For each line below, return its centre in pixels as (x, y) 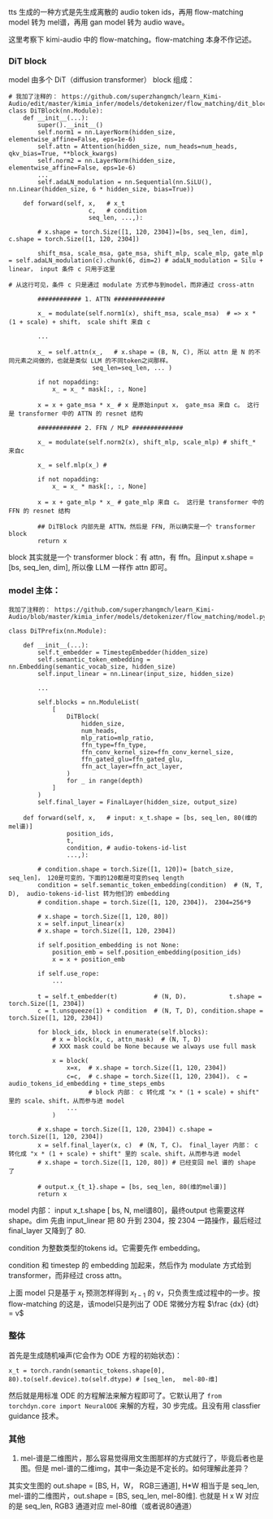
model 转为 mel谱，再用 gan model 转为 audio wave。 (99, 22)
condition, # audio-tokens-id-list (126, 848)
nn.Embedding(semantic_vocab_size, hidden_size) (92, 666)
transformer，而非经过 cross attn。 (67, 1275)
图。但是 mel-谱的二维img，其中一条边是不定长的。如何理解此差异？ (135, 1468)
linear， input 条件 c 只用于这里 (62, 270)
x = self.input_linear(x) (82, 924)
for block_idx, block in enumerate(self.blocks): (123, 1032)
